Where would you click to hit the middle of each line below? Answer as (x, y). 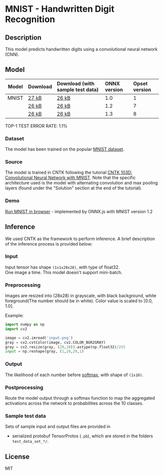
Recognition (30, 19)
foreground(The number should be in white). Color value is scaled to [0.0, (79, 301)
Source (14, 162)
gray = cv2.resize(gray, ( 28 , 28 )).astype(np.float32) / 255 (65, 347)
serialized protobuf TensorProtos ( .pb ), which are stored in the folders (82, 436)
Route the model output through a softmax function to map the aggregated (80, 398)
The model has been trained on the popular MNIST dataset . (65, 149)
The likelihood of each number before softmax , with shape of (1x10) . (74, 375)
